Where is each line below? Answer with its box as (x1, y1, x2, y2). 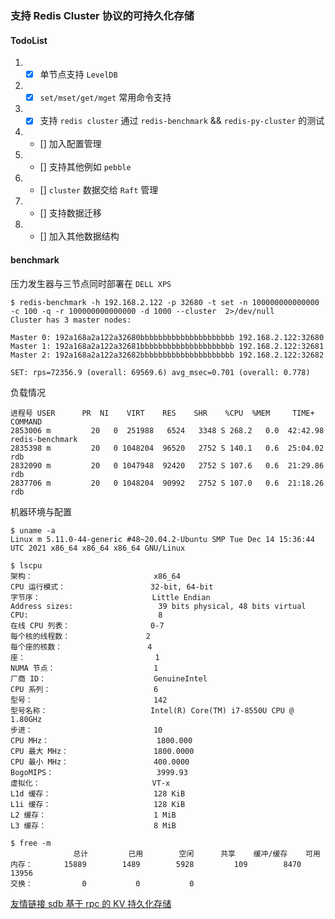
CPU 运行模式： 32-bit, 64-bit (10, 582, 214, 592)
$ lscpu (10, 560, 43, 571)
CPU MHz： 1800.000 (10, 735, 193, 746)
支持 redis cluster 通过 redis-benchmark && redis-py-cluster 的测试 (39, 115, 325, 127)
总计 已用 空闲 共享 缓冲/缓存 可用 (73, 848, 321, 859)
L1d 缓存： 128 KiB (10, 788, 186, 799)
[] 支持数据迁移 (39, 207, 102, 219)
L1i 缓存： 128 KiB (10, 799, 186, 809)
